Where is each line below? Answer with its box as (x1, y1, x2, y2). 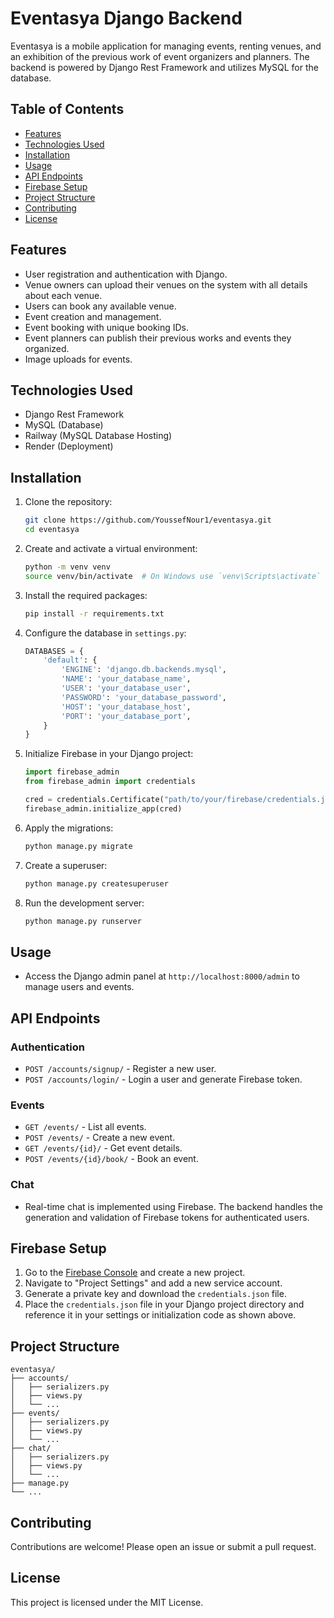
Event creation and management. (24, 310, 162, 322)
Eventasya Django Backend (10, 7, 243, 30)
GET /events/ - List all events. (24, 1121, 147, 1133)
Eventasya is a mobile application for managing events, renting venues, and (10, 40, 322, 52)
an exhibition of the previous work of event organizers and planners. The (10, 50, 310, 62)
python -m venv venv (24, 562, 111, 572)
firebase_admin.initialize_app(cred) (24, 803, 183, 814)
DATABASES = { (24, 646, 84, 656)
